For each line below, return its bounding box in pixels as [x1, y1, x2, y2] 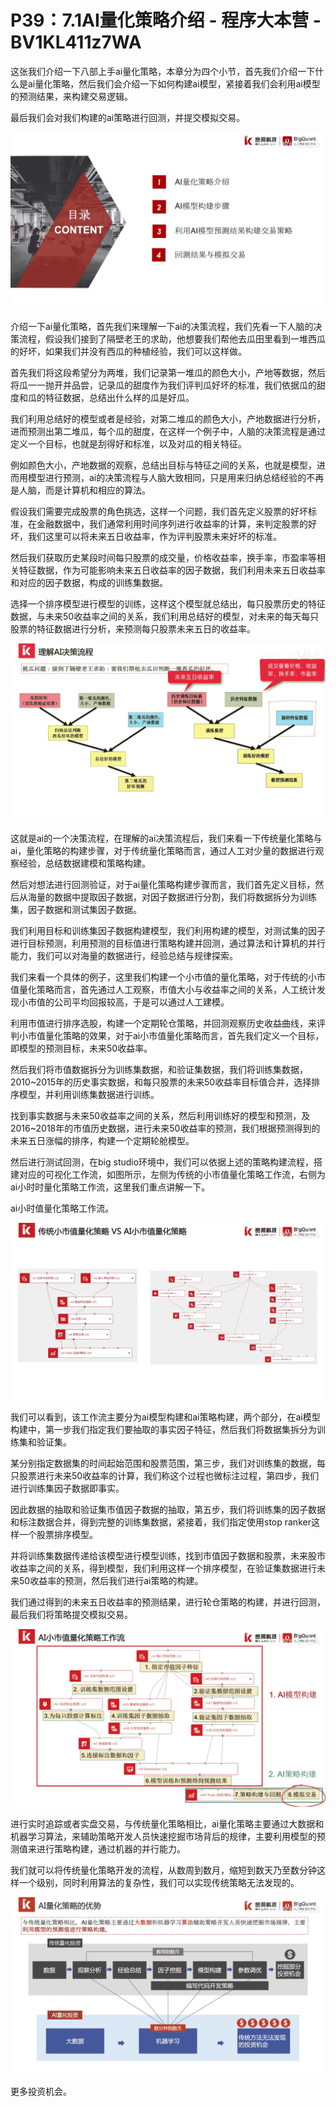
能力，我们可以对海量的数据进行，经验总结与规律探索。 [10, 949, 238, 961]
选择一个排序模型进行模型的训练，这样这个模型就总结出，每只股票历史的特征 [10, 598, 326, 610]
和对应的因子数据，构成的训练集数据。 [10, 577, 168, 589]
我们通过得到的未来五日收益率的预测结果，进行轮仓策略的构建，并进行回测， [10, 1596, 326, 1608]
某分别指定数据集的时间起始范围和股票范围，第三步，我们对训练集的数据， [10, 1457, 317, 1470]
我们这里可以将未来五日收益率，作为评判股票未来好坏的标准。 [27, 531, 282, 543]
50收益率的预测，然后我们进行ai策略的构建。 [18, 1575, 204, 1587]
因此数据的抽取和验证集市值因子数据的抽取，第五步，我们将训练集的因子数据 [10, 1504, 326, 1516]
